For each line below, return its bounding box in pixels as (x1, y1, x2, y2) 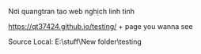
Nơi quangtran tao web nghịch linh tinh (8, 7, 135, 16)
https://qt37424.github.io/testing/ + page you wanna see (8, 22, 193, 31)
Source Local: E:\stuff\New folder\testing (8, 37, 142, 46)
